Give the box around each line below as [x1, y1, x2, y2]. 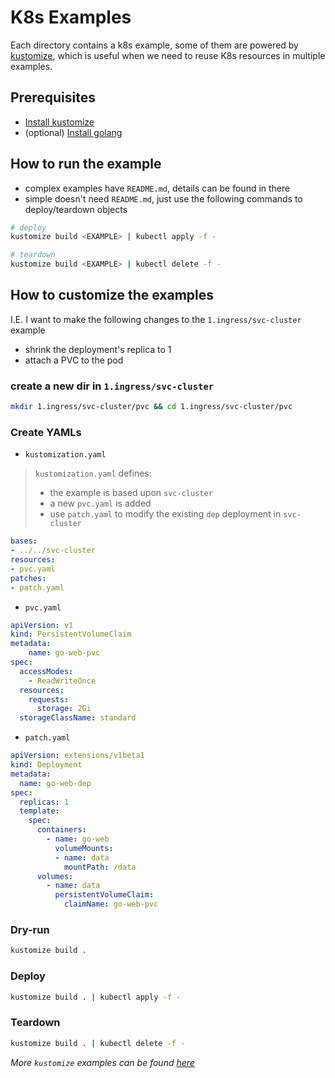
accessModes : [19, 666, 74, 676]
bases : [10, 536, 38, 546]
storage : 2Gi [36, 704, 92, 714]
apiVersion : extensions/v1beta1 [10, 751, 145, 761]
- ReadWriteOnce [28, 676, 97, 686]
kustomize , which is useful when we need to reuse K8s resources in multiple [10, 49, 326, 61]
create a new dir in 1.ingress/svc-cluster [10, 379, 215, 393]
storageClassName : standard [19, 713, 137, 723]
